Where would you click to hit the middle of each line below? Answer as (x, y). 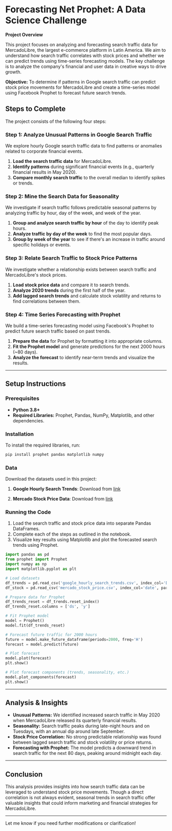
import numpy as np (26, 564)
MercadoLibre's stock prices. (36, 275)
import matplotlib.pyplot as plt (41, 569)
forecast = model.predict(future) (42, 644)
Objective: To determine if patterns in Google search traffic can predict (81, 82)
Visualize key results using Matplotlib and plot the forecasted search (85, 540)
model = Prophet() (25, 621)
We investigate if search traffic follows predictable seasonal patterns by (81, 208)
